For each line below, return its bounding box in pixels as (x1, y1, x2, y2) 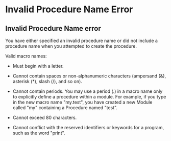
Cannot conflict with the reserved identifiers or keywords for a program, (12, 125, 164, 130)
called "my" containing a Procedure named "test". (12, 105, 118, 111)
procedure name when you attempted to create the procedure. (5, 43, 137, 49)
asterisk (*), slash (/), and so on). (12, 78, 83, 84)
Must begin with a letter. (12, 63, 64, 69)
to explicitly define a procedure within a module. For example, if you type (12, 94, 166, 99)
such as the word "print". (12, 130, 65, 136)
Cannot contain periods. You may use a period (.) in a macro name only (12, 88, 163, 94)
